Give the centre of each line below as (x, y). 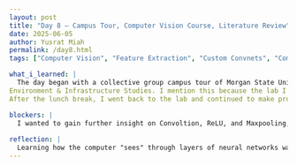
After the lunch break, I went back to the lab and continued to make (142, 99)
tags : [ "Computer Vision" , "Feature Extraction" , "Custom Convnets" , (140, 58)
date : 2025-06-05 (41, 34)
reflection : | (35, 140)
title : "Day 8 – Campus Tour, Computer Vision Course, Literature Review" (150, 26)
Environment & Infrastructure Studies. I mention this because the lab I (148, 91)
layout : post (33, 17)
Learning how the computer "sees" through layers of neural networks (148, 148)
